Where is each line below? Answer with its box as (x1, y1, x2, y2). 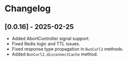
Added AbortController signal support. (11, 35, 90, 41)
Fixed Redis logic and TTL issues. (11, 41, 81, 47)
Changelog (4, 3, 51, 14)
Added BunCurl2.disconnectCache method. (11, 51, 98, 57)
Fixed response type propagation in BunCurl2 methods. (11, 46, 124, 52)
